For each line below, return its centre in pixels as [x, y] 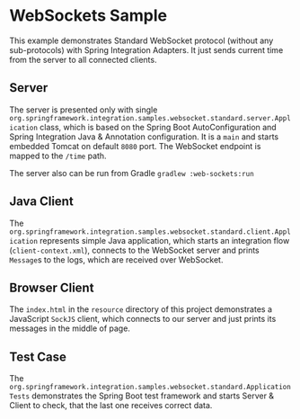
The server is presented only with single [84, 110]
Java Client [41, 202]
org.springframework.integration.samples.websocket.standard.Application [150, 388]
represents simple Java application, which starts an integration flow [165, 240]
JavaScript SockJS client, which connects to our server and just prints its [143, 319]
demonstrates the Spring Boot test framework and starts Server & [153, 396]
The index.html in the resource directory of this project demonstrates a [141, 309]
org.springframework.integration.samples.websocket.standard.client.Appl [150, 232]
